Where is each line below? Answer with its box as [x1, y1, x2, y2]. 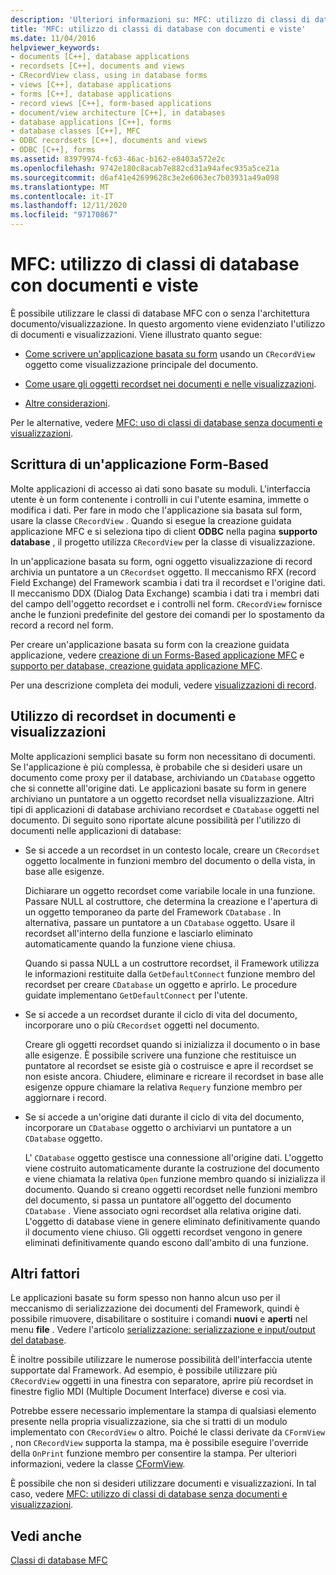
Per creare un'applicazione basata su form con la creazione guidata [10, 638, 290, 650]
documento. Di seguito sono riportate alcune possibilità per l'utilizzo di [10, 814, 301, 826]
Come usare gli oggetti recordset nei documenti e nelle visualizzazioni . [24, 377, 317, 390]
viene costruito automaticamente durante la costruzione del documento [24, 1162, 320, 1174]
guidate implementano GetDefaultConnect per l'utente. [24, 989, 248, 1001]
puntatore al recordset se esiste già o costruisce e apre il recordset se [24, 1059, 314, 1071]
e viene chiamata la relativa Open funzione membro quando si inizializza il [24, 1172, 326, 1185]
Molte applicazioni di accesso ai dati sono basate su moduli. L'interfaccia [10, 482, 311, 495]
